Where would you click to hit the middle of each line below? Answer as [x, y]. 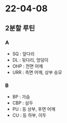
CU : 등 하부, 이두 [29, 115]
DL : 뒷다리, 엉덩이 [30, 60]
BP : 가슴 [21, 97]
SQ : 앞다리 [23, 54]
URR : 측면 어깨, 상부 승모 [37, 72]
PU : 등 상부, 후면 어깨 [34, 109]
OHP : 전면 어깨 [28, 66]
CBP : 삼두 [23, 103]
